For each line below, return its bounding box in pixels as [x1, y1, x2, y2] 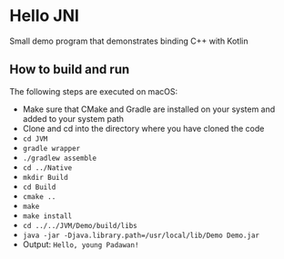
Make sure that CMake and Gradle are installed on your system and [22, 104, 276, 115]
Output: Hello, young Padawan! [22, 238, 139, 250]
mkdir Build [22, 173, 68, 182]
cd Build [22, 183, 56, 192]
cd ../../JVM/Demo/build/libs [22, 221, 138, 230]
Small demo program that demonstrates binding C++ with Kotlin [9, 35, 248, 46]
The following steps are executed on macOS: [9, 85, 178, 96]
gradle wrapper [22, 144, 81, 153]
